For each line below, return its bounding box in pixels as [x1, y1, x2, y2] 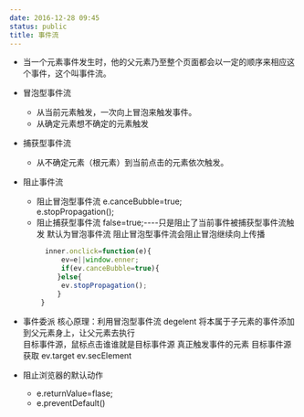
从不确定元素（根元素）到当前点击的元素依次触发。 [36, 157, 229, 168]
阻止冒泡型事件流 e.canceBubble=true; [36, 196, 183, 207]
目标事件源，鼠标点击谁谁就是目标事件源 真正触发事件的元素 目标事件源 [22, 338, 292, 349]
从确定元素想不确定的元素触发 [36, 118, 149, 129]
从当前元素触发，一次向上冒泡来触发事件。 [36, 107, 197, 118]
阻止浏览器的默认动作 [22, 369, 103, 380]
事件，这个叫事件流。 [30, 68, 111, 79]
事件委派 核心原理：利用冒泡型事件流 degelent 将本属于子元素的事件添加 [22, 315, 295, 326]
